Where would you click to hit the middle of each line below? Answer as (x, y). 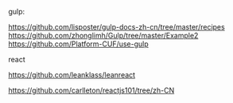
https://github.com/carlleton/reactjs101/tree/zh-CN (91, 90)
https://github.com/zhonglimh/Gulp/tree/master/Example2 (103, 36)
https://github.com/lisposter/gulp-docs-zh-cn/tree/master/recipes (116, 27)
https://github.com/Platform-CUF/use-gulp (78, 44)
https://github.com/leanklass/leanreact (72, 75)
